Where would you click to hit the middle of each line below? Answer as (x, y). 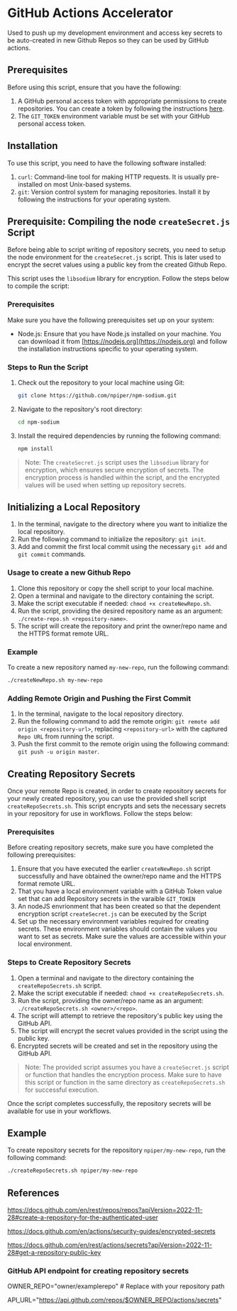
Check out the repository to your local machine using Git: (101, 382)
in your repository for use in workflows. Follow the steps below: (100, 813)
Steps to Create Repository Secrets (69, 963)
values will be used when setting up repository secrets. (105, 485)
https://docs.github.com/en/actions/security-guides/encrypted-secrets (111, 1232)
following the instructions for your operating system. (94, 199)
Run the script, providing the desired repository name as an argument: (120, 611)
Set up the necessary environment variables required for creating (113, 922)
